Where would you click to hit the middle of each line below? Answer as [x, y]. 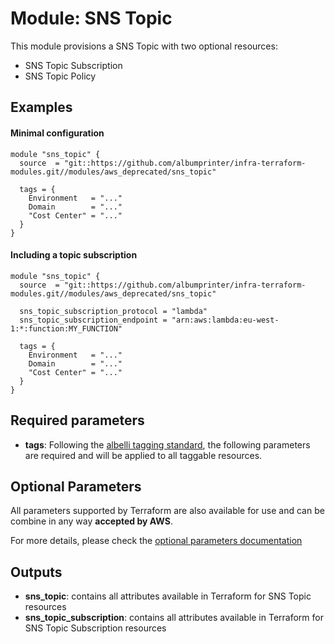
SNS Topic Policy [60, 76]
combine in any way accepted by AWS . [91, 521]
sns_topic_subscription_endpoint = [93, 320]
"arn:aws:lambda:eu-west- [225, 320]
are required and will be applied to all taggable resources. [143, 455]
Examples [41, 107]
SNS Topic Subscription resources [95, 628]
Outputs [36, 572]
